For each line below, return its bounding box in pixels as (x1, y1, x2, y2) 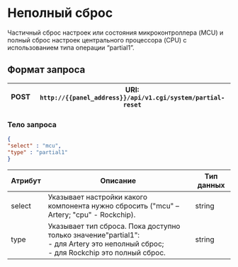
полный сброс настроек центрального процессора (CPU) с (7, 35, 187, 44)
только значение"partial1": (47, 230, 140, 239)
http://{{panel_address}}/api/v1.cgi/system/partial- (40, 93, 225, 102)
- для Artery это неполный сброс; (47, 239, 164, 249)
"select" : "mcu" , (7, 142, 62, 149)
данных (197, 180, 225, 190)
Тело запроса (7, 119, 57, 129)
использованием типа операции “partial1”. (7, 43, 135, 52)
